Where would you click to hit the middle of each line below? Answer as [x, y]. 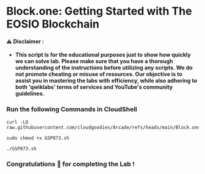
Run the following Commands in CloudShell [72, 110]
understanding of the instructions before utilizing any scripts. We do [104, 68]
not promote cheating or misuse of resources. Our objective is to [99, 74]
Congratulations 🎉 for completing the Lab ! [70, 164]
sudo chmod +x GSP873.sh [38, 138]
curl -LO [17, 122]
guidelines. [30, 94]
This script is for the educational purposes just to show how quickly [103, 55]
